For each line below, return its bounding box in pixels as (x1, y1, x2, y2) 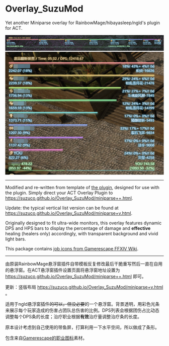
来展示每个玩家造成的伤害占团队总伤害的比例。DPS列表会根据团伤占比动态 (5, 307, 160, 313)
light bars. (5, 236, 26, 242)
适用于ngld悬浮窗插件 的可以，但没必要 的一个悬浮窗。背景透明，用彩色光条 (5, 301, 160, 307)
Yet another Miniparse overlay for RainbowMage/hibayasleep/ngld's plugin (5, 20, 160, 26)
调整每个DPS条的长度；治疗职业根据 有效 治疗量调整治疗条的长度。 (5, 313, 142, 319)
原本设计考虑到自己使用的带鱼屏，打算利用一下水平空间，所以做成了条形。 (5, 324, 159, 330)
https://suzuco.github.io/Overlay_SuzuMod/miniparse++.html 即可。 (5, 273, 146, 279)
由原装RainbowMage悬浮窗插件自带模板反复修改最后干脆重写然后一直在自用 (5, 261, 162, 267)
